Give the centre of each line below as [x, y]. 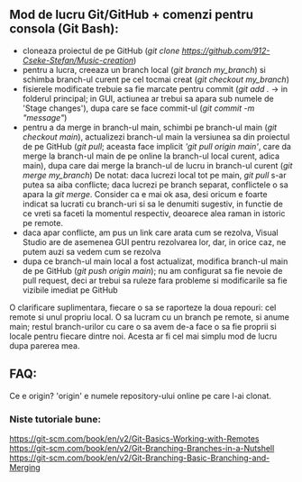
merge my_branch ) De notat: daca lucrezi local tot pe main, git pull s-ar [154, 175]
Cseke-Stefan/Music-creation [78, 60]
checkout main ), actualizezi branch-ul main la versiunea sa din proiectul [156, 136]
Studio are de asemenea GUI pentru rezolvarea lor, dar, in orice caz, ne [154, 241]
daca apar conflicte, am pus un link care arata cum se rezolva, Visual [150, 232]
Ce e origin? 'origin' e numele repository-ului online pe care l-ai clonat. [141, 396]
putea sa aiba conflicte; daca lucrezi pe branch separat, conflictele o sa [155, 185]
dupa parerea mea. [45, 345]
